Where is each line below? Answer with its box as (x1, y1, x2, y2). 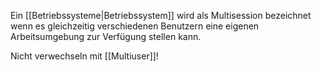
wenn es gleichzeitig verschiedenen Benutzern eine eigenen (10, 20, 260, 32)
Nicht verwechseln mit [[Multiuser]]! (10, 50, 159, 62)
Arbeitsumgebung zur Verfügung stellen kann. (10, 31, 202, 42)
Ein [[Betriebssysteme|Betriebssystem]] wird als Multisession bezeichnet (10, 10, 312, 21)
